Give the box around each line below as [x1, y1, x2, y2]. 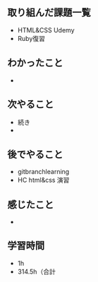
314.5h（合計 [17, 267, 56, 276]
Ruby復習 [17, 34, 46, 42]
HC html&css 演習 [17, 176, 70, 185]
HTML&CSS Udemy [17, 25, 75, 34]
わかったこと [7, 57, 63, 69]
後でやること [7, 148, 63, 160]
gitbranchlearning [17, 168, 70, 176]
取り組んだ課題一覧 [7, 6, 91, 19]
